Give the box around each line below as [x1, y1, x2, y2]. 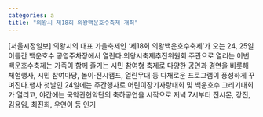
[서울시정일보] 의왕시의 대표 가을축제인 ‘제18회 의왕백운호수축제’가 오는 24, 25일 [8, 41, 254, 51]
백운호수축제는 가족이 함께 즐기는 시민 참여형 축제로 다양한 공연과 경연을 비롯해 [8, 60, 250, 70]
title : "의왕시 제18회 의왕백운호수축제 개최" [8, 19, 139, 27]
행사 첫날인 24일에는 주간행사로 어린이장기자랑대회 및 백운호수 [28, 80, 221, 90]
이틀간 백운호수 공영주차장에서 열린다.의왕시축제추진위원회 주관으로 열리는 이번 [8, 51, 250, 60]
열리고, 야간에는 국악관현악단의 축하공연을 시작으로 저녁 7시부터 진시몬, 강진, [16, 90, 251, 99]
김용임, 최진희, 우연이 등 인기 [8, 99, 97, 109]
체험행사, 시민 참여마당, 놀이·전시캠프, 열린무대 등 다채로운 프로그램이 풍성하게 [8, 70, 247, 80]
